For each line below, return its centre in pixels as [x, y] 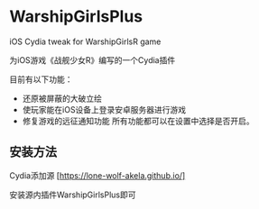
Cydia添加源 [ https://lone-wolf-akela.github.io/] [97, 175]
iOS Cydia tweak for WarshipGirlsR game [85, 41]
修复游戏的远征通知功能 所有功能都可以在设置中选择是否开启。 [138, 121]
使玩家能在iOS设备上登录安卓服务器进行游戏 [104, 109]
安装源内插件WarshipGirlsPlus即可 [73, 195]
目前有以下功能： [41, 79]
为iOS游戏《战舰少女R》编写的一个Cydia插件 [92, 59]
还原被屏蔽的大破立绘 [62, 98]
